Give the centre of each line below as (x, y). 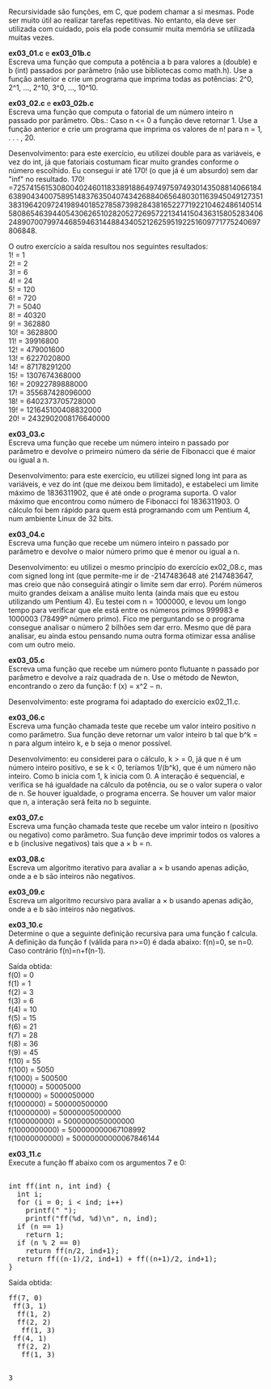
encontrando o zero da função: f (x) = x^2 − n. (86, 686)
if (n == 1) (40, 1227)
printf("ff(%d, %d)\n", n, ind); (92, 1219)
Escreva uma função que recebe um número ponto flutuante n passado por (134, 669)
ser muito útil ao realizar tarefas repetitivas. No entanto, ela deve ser (123, 20)
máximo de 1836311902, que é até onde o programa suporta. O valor (123, 493)
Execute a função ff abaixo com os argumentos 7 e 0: (97, 1162)
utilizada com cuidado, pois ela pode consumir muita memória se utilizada (132, 29)
